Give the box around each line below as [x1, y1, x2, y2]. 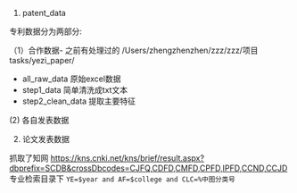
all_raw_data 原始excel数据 [21, 73, 121, 84]
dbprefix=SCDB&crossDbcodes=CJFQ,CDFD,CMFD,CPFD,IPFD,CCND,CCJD [9, 163, 288, 173]
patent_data [21, 8, 67, 18]
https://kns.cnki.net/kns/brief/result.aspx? [50, 153, 205, 164]
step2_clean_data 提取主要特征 [21, 96, 136, 106]
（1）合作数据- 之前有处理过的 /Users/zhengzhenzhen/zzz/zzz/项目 [9, 45, 259, 55]
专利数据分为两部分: [9, 26, 83, 37]
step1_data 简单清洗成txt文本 [21, 85, 128, 95]
